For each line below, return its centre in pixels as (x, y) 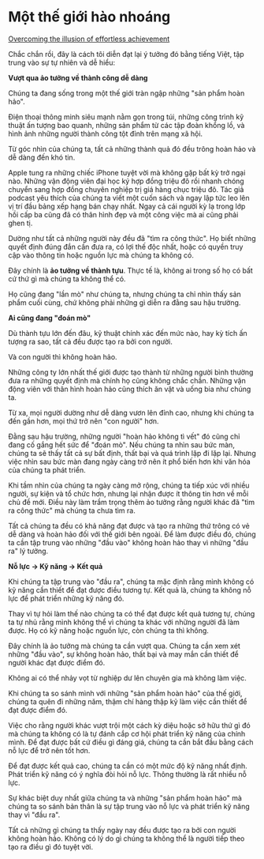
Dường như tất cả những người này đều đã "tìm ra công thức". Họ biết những (132, 238)
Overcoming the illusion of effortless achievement (89, 39)
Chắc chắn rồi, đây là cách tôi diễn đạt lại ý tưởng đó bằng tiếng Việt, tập (126, 54)
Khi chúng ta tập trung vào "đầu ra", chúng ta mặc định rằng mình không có (131, 582)
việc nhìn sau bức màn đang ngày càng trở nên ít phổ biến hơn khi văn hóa (129, 462)
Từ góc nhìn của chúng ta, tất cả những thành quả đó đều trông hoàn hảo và (132, 149)
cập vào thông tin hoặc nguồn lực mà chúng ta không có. (101, 255)
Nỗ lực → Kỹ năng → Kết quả (56, 566)
